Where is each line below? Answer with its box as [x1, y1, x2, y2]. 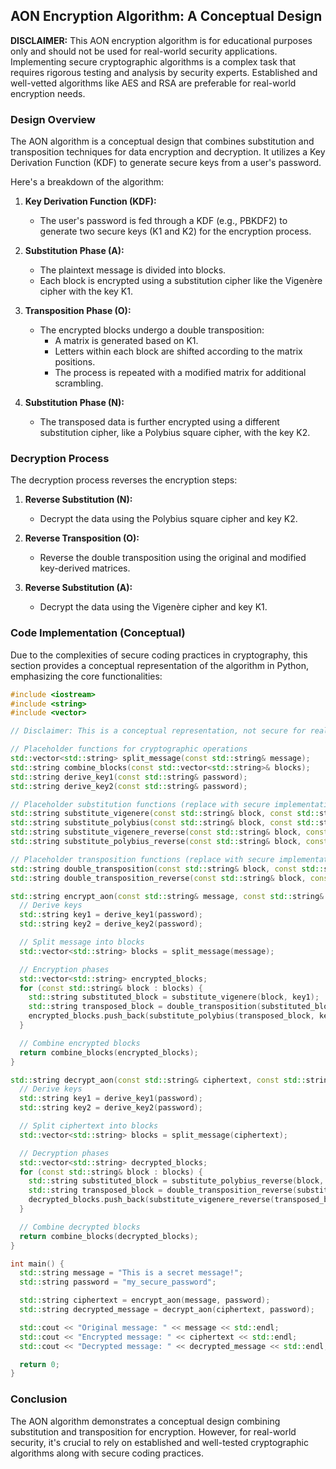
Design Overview [10, 112, 97, 126]
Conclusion [10, 1392, 68, 1406]
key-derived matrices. [39, 562, 131, 574]
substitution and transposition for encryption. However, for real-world [10, 1425, 297, 1438]
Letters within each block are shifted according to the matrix [54, 345, 303, 358]
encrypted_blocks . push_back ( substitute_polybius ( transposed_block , [28, 1011, 315, 1021]
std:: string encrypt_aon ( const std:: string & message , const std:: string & [10, 891, 325, 901]
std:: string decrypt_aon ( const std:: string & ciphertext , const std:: [10, 1075, 307, 1085]
